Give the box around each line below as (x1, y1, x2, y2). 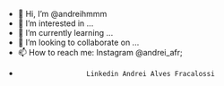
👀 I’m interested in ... (17, 18, 94, 29)
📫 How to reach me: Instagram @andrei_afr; (17, 47, 183, 57)
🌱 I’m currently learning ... (17, 28, 114, 38)
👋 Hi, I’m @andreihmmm (17, 9, 108, 19)
